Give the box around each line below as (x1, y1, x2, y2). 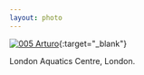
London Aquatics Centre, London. (9, 55, 136, 66)
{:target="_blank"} (58, 38, 128, 49)
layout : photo (9, 13, 63, 23)
